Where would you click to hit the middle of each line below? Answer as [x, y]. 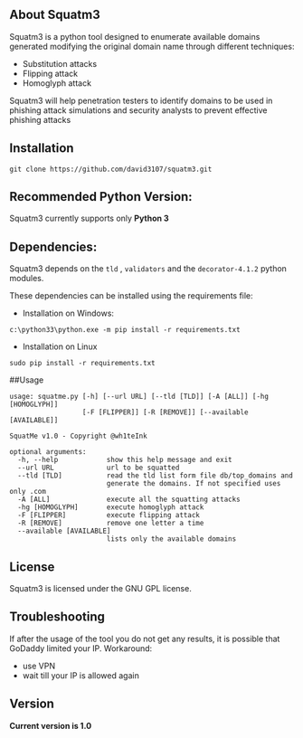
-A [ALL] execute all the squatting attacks [129, 500]
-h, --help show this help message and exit [125, 460]
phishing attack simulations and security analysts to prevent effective [138, 110]
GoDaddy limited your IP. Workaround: [81, 648]
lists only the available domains [171, 539]
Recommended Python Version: [101, 197]
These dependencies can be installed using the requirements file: [131, 296]
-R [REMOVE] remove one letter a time [111, 524]
